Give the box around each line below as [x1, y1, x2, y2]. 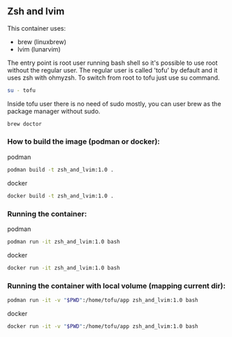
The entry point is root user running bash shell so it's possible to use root [7, 59, 218, 67]
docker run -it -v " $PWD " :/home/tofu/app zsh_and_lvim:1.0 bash [7, 322, 198, 330]
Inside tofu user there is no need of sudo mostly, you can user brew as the [7, 99, 222, 107]
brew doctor [7, 120, 42, 128]
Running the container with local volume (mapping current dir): [7, 280, 226, 290]
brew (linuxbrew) [17, 38, 66, 46]
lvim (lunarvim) [17, 45, 61, 53]
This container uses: [7, 24, 66, 32]
